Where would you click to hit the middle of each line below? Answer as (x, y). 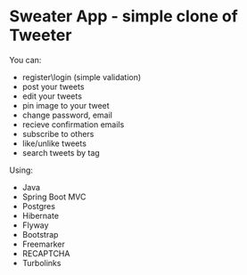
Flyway (35, 225)
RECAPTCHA (46, 253)
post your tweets (53, 86)
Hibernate (41, 215)
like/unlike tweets (54, 143)
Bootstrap (40, 234)
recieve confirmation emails (73, 124)
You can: (25, 60)
